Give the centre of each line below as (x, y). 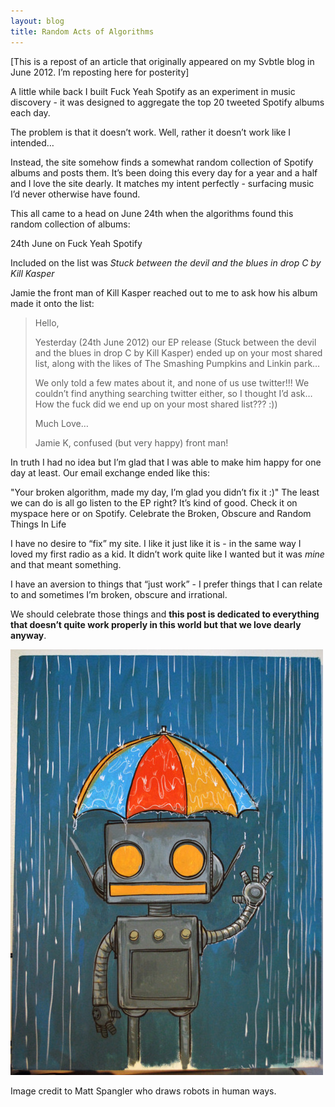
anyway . (28, 635)
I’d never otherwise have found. (75, 194)
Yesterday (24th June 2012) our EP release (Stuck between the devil (175, 342)
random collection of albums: (70, 224)
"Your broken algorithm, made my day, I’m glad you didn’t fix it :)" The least (165, 492)
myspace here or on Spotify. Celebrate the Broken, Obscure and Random (161, 513)
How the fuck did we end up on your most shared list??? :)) (156, 404)
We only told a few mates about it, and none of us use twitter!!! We (172, 382)
